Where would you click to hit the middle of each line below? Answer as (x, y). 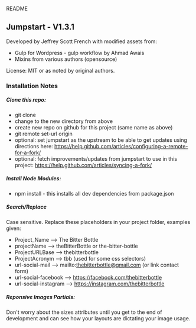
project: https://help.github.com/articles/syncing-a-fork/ (83, 165)
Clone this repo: (26, 100)
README (17, 9)
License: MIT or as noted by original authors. (61, 70)
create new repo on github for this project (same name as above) (94, 127)
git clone (25, 115)
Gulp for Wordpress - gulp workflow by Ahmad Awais (79, 53)
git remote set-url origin (43, 134)
